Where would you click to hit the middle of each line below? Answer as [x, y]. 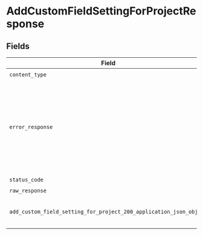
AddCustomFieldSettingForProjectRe [101, 11]
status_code [27, 180]
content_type [28, 74]
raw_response [28, 191]
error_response [31, 127]
